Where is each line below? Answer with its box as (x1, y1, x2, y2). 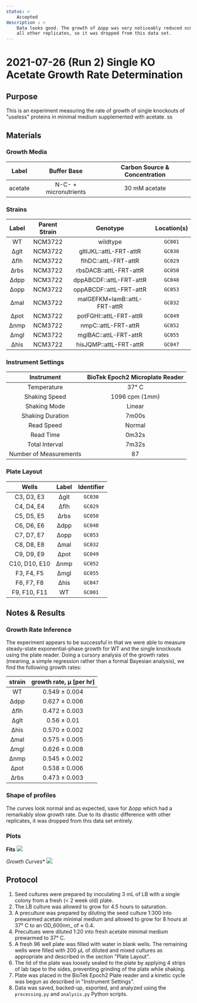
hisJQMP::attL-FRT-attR (76, 341, 144, 349)
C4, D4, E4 (14, 502, 45, 510)
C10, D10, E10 (9, 559, 51, 567)
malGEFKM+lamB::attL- (77, 295, 142, 303)
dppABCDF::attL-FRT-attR (73, 276, 147, 284)
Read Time (30, 431, 60, 439)
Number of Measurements (9, 450, 82, 458)
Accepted (16, 14, 38, 20)
